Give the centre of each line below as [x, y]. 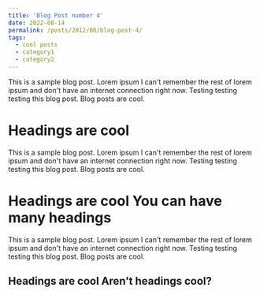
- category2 [35, 60]
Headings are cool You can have [115, 201]
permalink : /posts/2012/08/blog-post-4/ [76, 30]
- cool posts [37, 45]
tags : [17, 37]
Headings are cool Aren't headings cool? [110, 281]
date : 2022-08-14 [37, 23]
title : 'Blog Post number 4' [56, 15]
